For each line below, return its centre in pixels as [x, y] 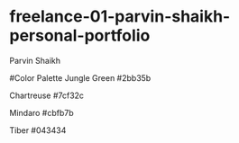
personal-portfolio [80, 36]
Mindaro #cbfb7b [41, 112]
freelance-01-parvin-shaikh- [120, 17]
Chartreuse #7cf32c [46, 95]
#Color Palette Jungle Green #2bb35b [80, 77]
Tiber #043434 [38, 130]
